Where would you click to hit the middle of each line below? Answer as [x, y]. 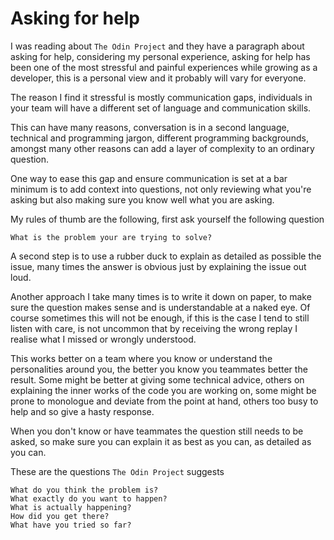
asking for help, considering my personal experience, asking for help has [160, 56]
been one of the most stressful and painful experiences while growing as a [164, 67]
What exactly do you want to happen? [89, 498]
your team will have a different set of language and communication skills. [161, 108]
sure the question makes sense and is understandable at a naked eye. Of [160, 307]
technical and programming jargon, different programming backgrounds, [159, 138]
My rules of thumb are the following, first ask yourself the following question [167, 219]
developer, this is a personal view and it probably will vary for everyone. [158, 78]
